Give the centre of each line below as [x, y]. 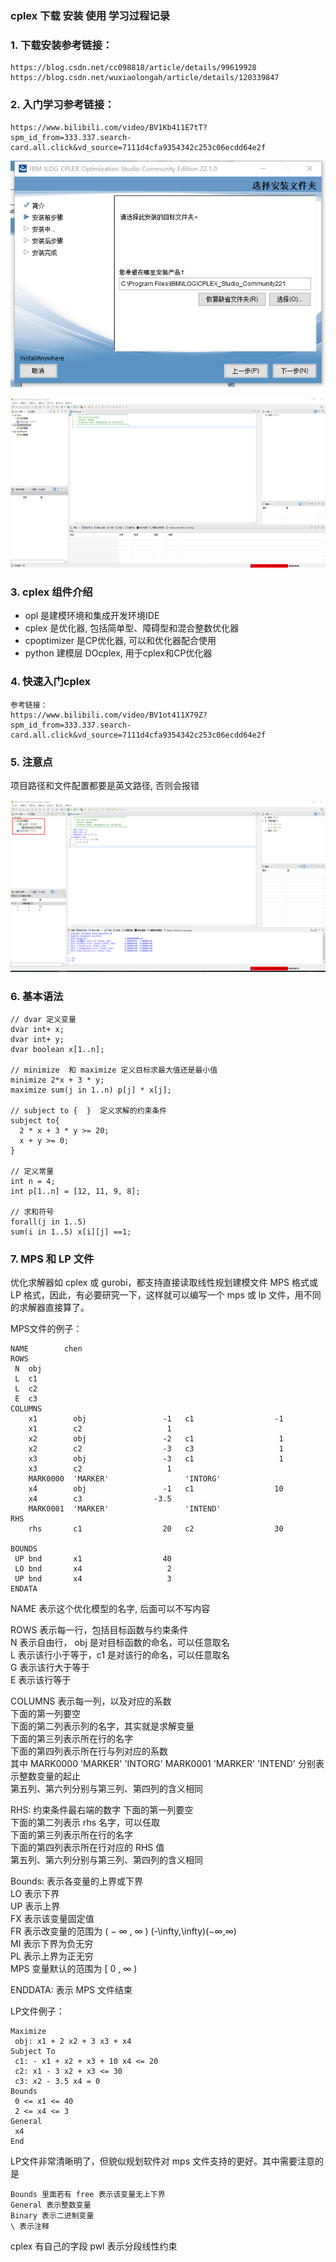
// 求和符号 [32, 1212]
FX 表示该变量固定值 [52, 1919]
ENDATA [24, 1589]
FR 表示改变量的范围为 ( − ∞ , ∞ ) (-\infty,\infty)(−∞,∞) [123, 1931]
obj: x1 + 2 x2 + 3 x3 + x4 [73, 2042]
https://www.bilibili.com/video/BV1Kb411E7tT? [109, 127]
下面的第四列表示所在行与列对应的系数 [89, 1751]
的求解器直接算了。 [50, 1308]
